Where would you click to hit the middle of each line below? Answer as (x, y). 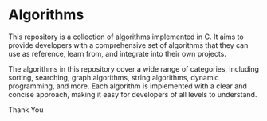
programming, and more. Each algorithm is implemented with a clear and (128, 86)
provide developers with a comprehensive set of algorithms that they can (128, 45)
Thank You (26, 110)
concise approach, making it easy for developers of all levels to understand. (133, 94)
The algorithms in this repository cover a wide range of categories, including (134, 68)
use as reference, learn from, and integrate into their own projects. (118, 53)
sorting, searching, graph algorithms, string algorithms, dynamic (114, 77)
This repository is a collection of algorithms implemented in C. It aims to (126, 37)
